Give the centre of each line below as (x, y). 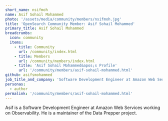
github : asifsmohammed (29, 75)
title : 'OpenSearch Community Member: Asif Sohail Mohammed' (70, 24)
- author (19, 89)
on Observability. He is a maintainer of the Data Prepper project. (71, 113)
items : (16, 42)
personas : (15, 84)
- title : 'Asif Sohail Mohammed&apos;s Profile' (66, 65)
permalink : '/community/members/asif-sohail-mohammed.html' (69, 93)
